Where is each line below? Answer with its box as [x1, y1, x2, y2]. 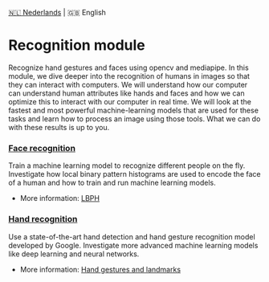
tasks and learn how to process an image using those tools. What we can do [8, 113, 261, 124]
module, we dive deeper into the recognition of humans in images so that [8, 71, 251, 80]
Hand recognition [8, 214, 78, 225]
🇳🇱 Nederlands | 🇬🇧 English [8, 8, 107, 17]
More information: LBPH [19, 194, 100, 203]
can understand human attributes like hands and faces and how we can [8, 88, 245, 98]
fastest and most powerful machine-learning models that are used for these [8, 105, 259, 115]
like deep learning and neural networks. [8, 249, 140, 259]
